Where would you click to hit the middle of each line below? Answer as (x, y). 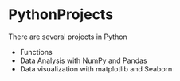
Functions (36, 52)
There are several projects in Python (68, 37)
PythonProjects (61, 15)
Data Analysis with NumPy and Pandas (83, 60)
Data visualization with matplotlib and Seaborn (96, 68)
